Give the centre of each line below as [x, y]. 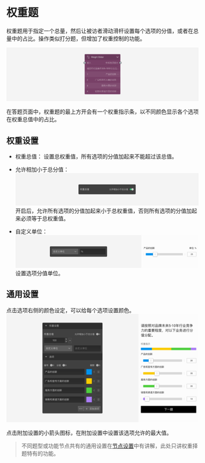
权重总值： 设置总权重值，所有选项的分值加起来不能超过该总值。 [96, 157]
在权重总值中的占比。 [33, 119]
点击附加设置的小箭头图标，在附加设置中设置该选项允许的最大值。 [89, 433]
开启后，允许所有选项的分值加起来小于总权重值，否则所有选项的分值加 [103, 211]
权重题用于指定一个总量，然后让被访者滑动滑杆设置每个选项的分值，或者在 [100, 31]
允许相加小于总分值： [42, 170]
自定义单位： [31, 231]
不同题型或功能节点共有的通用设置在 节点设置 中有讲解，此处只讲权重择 [110, 446]
